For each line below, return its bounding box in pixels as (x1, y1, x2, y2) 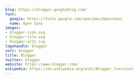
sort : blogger (5, 48, 35, 53)
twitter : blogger (5, 57, 41, 62)
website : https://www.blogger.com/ (5, 62, 79, 67)
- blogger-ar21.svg (5, 39, 46, 44)
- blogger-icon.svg (5, 30, 46, 35)
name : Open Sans (9, 21, 43, 26)
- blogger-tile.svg (5, 35, 46, 40)
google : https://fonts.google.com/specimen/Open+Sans (9, 16, 123, 21)
